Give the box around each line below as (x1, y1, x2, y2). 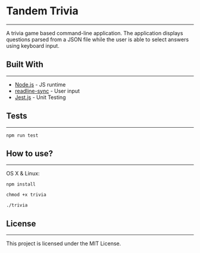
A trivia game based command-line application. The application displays (6, 29, 183, 36)
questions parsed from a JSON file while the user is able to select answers (6, 36, 189, 43)
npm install (6, 181, 36, 187)
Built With (6, 60, 43, 70)
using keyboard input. (6, 42, 60, 49)
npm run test (6, 132, 39, 138)
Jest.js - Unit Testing (14, 94, 66, 101)
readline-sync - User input (14, 87, 80, 94)
